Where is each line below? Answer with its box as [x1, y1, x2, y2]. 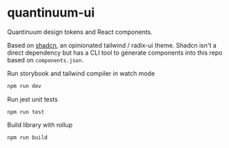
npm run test [7, 109, 45, 115]
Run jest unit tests [7, 95, 59, 103]
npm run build [7, 133, 48, 141]
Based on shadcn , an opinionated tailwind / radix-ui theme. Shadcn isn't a [7, 41, 217, 49]
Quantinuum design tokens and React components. [7, 28, 153, 36]
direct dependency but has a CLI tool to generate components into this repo [7, 48, 223, 57]
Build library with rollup [7, 120, 73, 129]
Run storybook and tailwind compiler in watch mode [7, 69, 155, 77]
